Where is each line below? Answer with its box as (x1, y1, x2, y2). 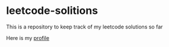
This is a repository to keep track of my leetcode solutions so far (6, 23, 163, 30)
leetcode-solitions (6, 4, 99, 17)
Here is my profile (6, 34, 50, 41)
